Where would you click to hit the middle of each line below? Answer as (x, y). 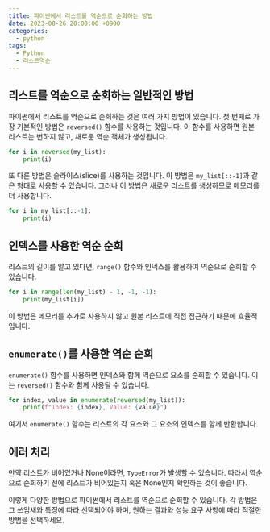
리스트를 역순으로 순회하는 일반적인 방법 (101, 96)
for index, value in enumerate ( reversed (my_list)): (97, 400)
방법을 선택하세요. (37, 520)
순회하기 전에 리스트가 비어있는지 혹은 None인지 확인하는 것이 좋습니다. (135, 483)
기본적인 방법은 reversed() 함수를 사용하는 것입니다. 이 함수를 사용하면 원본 (136, 127)
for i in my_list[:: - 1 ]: (50, 211)
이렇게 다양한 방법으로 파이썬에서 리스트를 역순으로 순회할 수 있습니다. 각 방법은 (133, 500)
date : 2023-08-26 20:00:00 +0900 (64, 23)
